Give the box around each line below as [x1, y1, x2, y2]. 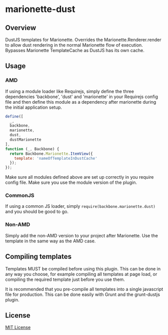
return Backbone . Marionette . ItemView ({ [10, 151, 93, 156]
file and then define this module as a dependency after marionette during [5, 99, 156, 105]
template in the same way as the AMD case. [5, 238, 96, 244]
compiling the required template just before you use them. [5, 276, 125, 282]
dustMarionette [10, 137, 42, 142]
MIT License [5, 324, 31, 330]
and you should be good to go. [5, 209, 69, 215]
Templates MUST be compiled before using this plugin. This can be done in [5, 265, 161, 271]
